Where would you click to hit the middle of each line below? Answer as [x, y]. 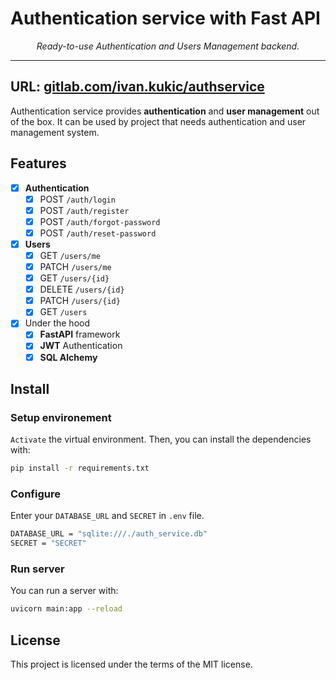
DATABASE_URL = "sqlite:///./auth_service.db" [109, 534]
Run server [37, 569]
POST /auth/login [77, 199]
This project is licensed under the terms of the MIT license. [131, 664]
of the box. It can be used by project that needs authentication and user [158, 121]
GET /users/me [70, 255]
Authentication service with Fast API [165, 18]
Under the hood [57, 323]
